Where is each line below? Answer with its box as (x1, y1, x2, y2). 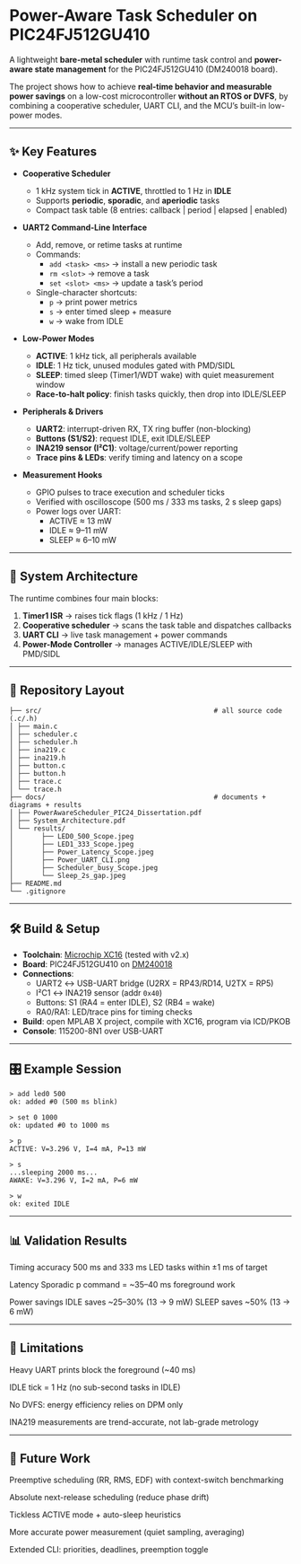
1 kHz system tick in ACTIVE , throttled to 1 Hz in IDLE (35, 185, 232, 196)
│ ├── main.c (9, 722, 58, 732)
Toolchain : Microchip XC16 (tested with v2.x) (21, 949, 190, 961)
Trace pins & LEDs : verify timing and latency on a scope (35, 452, 244, 462)
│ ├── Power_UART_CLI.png (9, 856, 130, 865)
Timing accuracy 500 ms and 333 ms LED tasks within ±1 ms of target (9, 1261, 268, 1272)
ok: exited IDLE (9, 1199, 70, 1208)
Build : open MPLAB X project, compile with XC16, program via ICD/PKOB (21, 1016, 291, 1027)
